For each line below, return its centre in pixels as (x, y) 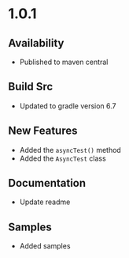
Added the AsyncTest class (63, 158)
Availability (36, 43)
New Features (43, 131)
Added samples (45, 246)
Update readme (45, 202)
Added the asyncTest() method (70, 150)
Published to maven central (64, 62)
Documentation (47, 183)
